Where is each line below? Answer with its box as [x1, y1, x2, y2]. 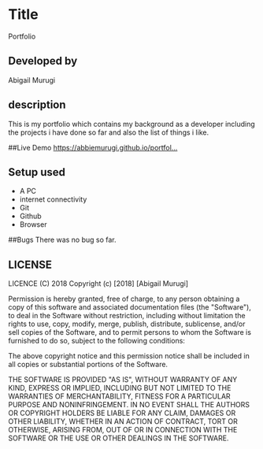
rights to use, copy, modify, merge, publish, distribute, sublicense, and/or [8, 319, 246, 328]
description [8, 98, 66, 112]
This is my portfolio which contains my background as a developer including [8, 119, 256, 128]
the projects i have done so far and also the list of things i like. [8, 128, 209, 137]
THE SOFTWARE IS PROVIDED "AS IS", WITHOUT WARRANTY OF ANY [8, 375, 238, 384]
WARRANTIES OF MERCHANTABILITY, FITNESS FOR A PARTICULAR [8, 391, 231, 401]
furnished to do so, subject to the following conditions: [8, 336, 185, 346]
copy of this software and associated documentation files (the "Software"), [8, 302, 252, 312]
